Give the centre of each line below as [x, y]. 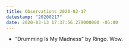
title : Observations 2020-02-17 [46, 11]
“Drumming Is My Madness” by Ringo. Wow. [69, 39]
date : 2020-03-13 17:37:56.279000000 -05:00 [62, 22]
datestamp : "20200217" [34, 17]
